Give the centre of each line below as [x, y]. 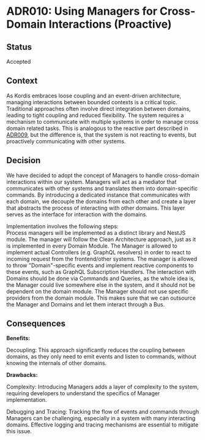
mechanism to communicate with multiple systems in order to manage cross [102, 121]
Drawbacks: [22, 375]
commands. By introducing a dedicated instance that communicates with [98, 195]
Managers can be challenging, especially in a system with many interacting [101, 419]
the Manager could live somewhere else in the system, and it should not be [101, 285]
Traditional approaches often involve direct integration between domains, [99, 108]
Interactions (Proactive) [110, 24]
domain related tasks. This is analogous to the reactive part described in [97, 128]
